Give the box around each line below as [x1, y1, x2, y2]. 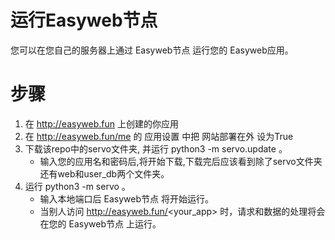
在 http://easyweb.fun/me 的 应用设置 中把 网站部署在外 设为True [24, 130, 294, 142]
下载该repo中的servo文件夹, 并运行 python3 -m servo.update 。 [24, 142, 288, 155]
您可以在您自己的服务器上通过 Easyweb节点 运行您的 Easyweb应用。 [10, 44, 294, 56]
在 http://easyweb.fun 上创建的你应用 [24, 117, 179, 130]
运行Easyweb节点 [10, 9, 158, 32]
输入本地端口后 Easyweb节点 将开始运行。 [39, 192, 214, 205]
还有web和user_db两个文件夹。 [39, 167, 170, 180]
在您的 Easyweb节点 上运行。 [39, 217, 162, 230]
